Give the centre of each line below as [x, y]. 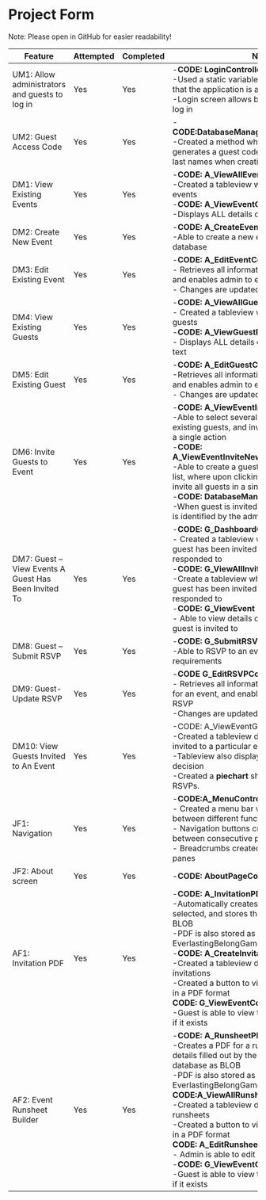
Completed [143, 55]
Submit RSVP [37, 655]
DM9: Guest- [37, 689]
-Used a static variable [215, 79]
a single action [199, 437]
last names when [204, 162]
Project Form [51, 15]
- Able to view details [212, 618]
